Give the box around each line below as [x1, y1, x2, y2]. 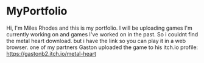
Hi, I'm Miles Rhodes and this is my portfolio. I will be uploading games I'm [6, 24, 193, 31]
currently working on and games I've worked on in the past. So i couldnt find [6, 30, 199, 38]
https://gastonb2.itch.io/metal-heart [6, 50, 96, 57]
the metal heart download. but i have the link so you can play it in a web [6, 37, 186, 44]
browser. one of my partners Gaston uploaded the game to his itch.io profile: [6, 44, 199, 51]
